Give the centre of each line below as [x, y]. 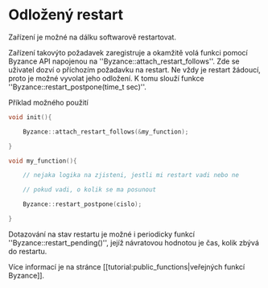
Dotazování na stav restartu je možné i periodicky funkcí [102, 234]
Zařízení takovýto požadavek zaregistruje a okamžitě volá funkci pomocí [128, 52]
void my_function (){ [43, 161]
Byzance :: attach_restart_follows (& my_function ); [106, 132]
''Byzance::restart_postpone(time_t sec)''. [78, 87]
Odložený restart [66, 15]
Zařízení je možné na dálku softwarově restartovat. [93, 37]
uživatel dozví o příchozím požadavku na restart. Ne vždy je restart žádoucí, [135, 69]
